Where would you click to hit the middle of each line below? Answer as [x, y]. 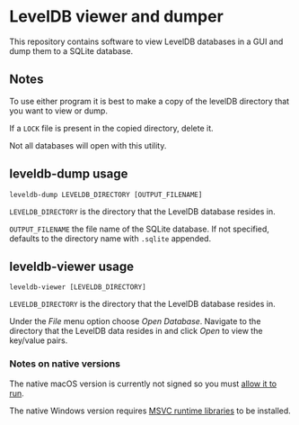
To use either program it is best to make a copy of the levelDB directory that [149, 101]
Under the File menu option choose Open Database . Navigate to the [135, 321]
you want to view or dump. [58, 111]
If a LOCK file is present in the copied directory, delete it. [111, 128]
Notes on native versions [65, 364]
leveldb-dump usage [69, 174]
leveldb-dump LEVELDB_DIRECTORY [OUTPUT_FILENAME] [106, 194]
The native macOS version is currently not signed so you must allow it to [143, 384]
